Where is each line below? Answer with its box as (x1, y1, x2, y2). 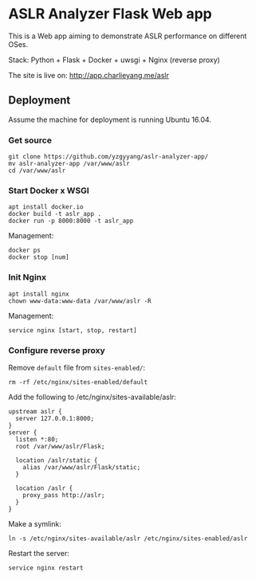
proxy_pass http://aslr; (22, 491, 105, 499)
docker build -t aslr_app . (8, 210, 102, 218)
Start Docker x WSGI (8, 185, 89, 196)
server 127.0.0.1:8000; (15, 414, 94, 422)
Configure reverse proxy (8, 344, 105, 355)
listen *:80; (15, 435, 59, 443)
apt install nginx (8, 290, 69, 298)
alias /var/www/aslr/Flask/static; (22, 463, 141, 471)
